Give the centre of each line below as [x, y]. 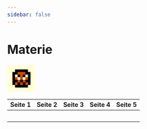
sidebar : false [29, 14]
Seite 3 [73, 105]
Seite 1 [20, 105]
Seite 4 [100, 105]
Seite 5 [127, 105]
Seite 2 [47, 105]
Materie [30, 49]
